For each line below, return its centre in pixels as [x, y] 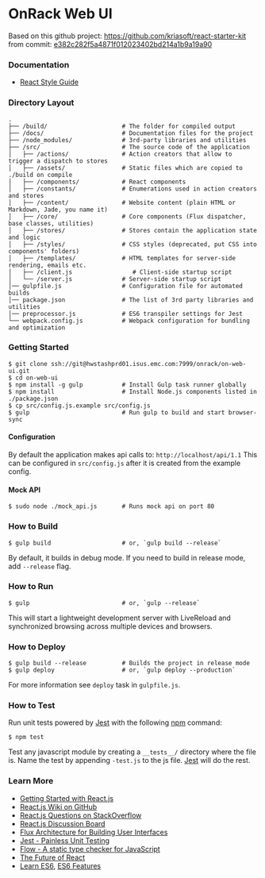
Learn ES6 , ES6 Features [60, 865]
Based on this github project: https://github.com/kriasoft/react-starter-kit [127, 36]
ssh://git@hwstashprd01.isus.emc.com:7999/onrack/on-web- [148, 364]
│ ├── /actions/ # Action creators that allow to [120, 154]
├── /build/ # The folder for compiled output [122, 126]
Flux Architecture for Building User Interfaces [94, 832]
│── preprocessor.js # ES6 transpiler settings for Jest [126, 314]
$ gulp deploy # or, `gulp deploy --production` [122, 670]
